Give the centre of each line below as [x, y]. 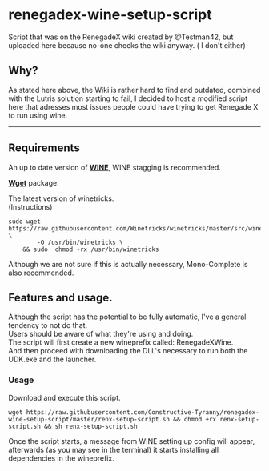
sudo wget [25, 222]
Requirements [44, 148]
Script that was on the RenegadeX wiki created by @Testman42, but [121, 37]
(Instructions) [30, 206]
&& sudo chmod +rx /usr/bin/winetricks [91, 249]
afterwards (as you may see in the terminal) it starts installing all [113, 449]
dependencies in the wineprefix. [61, 458]
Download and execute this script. [65, 397]
